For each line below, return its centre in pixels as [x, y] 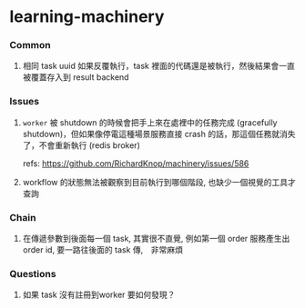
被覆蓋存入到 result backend [76, 77]
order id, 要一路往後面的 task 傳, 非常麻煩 [103, 250]
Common [30, 45]
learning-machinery [87, 17]
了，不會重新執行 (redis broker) [81, 145]
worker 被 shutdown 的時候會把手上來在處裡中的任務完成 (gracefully [150, 122]
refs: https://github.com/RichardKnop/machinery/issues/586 [136, 163]
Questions [33, 274]
